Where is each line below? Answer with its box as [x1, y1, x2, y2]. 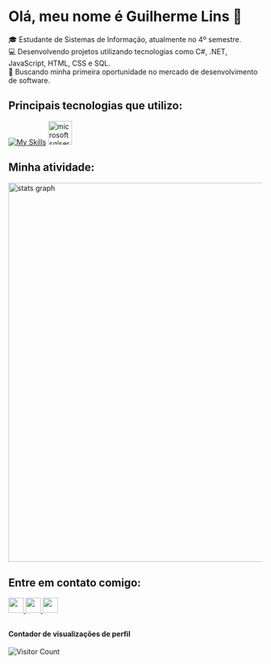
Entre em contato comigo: [8, 576, 141, 590]
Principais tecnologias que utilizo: [8, 99, 183, 112]
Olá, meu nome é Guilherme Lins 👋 [8, 7, 243, 26]
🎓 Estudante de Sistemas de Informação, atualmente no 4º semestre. [8, 34, 242, 44]
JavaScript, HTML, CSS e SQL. [8, 58, 111, 68]
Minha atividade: [8, 161, 95, 175]
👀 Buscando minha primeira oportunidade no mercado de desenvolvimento [8, 66, 258, 76]
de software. [8, 75, 51, 85]
